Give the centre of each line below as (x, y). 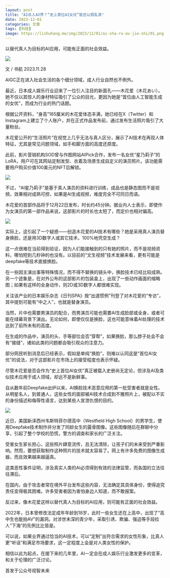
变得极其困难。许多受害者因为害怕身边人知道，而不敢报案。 (76, 491)
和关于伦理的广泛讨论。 (30, 560)
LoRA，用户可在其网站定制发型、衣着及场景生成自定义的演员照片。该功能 (82, 161)
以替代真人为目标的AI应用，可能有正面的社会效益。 (58, 49)
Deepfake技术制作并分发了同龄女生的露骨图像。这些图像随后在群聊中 (82, 427)
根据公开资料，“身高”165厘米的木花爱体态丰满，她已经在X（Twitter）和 (79, 114)
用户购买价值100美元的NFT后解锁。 (47, 167)
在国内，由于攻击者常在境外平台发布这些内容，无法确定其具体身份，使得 (80, 485)
